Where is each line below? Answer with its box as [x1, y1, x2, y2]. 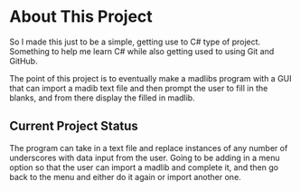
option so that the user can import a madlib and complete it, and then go [9, 161, 278, 173]
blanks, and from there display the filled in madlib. [9, 92, 196, 103]
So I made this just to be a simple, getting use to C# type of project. [9, 36, 261, 47]
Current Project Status [9, 119, 138, 134]
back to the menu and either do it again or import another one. [9, 171, 241, 182]
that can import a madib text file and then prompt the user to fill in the [9, 82, 268, 93]
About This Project [9, 6, 154, 27]
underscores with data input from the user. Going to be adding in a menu [9, 152, 280, 163]
